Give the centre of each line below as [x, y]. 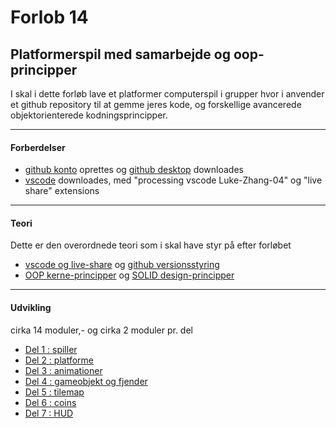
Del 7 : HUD [49, 413]
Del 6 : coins [50, 402]
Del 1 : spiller [51, 349]
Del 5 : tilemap [54, 392]
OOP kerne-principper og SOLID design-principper [129, 275]
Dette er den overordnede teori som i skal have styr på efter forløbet [151, 245]
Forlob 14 [49, 17]
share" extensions [62, 191]
